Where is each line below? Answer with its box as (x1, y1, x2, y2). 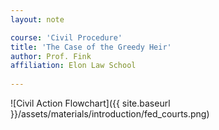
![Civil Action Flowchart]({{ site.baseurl (10, 97, 171, 109)
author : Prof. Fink (10, 51, 92, 61)
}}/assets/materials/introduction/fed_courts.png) (10, 108, 210, 120)
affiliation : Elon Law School (10, 61, 137, 71)
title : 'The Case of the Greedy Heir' (10, 42, 172, 52)
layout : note (10, 14, 65, 25)
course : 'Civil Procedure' (10, 32, 123, 43)
